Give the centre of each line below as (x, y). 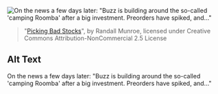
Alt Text (24, 60)
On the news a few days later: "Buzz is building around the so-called (104, 76)
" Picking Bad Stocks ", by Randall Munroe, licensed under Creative (117, 31)
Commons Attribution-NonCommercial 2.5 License (95, 38)
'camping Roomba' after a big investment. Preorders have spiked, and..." (109, 83)
